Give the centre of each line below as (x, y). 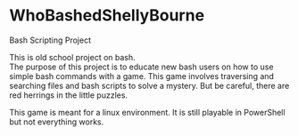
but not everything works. (57, 122)
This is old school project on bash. (72, 57)
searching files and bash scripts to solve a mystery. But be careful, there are (149, 85)
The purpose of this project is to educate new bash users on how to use (141, 67)
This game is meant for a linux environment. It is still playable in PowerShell (147, 112)
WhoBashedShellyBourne (107, 16)
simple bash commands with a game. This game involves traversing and (142, 76)
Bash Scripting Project (50, 40)
